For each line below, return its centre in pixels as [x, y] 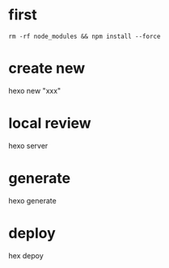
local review [50, 124]
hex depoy [26, 255]
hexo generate [32, 200]
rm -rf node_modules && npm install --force [84, 36]
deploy [32, 233]
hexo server [28, 145]
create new [47, 68]
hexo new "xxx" [35, 90]
